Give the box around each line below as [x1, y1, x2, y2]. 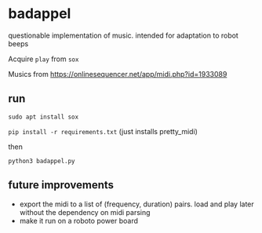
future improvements [8, 178, 115, 192]
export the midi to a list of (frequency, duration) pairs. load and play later [19, 199, 255, 209]
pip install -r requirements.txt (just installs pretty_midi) [8, 126, 198, 136]
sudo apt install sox [8, 113, 79, 121]
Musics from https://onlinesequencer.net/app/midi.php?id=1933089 [8, 69, 227, 78]
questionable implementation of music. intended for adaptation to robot [8, 31, 239, 40]
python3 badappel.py [8, 157, 76, 165]
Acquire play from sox [8, 54, 79, 64]
